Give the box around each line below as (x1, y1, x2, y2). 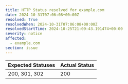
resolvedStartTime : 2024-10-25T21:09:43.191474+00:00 (5, 26, 123, 32)
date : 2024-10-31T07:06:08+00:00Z (5, 12, 80, 17)
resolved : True (5, 17, 38, 22)
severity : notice (5, 31, 43, 36)
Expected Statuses (8, 62, 56, 69)
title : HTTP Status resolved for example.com (5, 7, 104, 13)
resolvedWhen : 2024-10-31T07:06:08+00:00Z (5, 21, 98, 27)
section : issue (5, 45, 38, 50)
